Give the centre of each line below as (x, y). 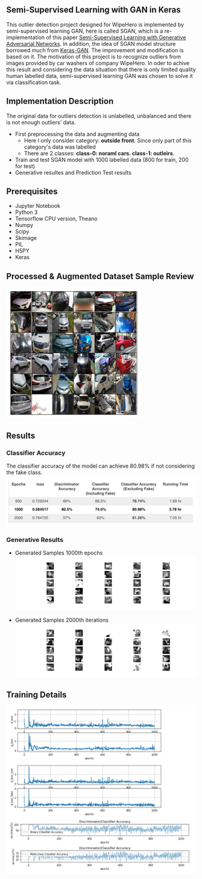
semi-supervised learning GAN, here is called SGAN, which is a (85, 31)
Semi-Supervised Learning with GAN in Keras (93, 10)
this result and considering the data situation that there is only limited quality (101, 69)
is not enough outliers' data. (41, 122)
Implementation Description (60, 101)
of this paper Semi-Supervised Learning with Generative (116, 37)
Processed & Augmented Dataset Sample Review (100, 276)
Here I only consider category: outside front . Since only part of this (108, 140)
